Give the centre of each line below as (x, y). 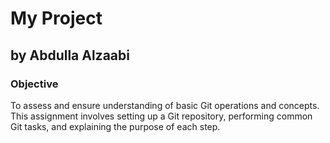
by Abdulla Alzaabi (70, 55)
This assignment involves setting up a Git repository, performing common (161, 116)
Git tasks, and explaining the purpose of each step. (115, 126)
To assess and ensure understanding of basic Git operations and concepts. (165, 105)
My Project (56, 18)
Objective (34, 84)
